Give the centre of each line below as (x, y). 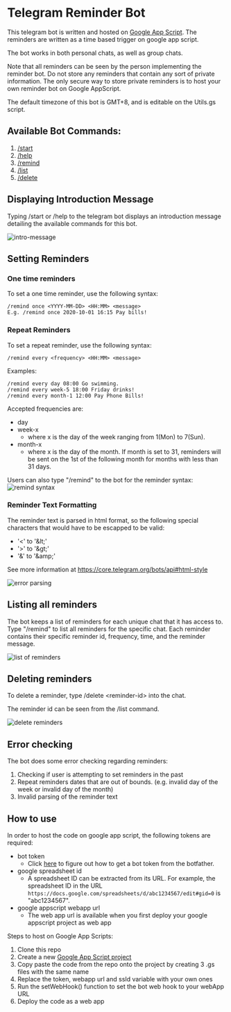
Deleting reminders (50, 679)
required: (20, 843)
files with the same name (53, 972)
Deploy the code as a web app (61, 1002)
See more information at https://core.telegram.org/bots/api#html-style (108, 569)
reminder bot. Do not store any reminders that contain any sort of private (111, 74)
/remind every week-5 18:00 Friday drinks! (71, 390)
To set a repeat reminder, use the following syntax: (79, 345)
